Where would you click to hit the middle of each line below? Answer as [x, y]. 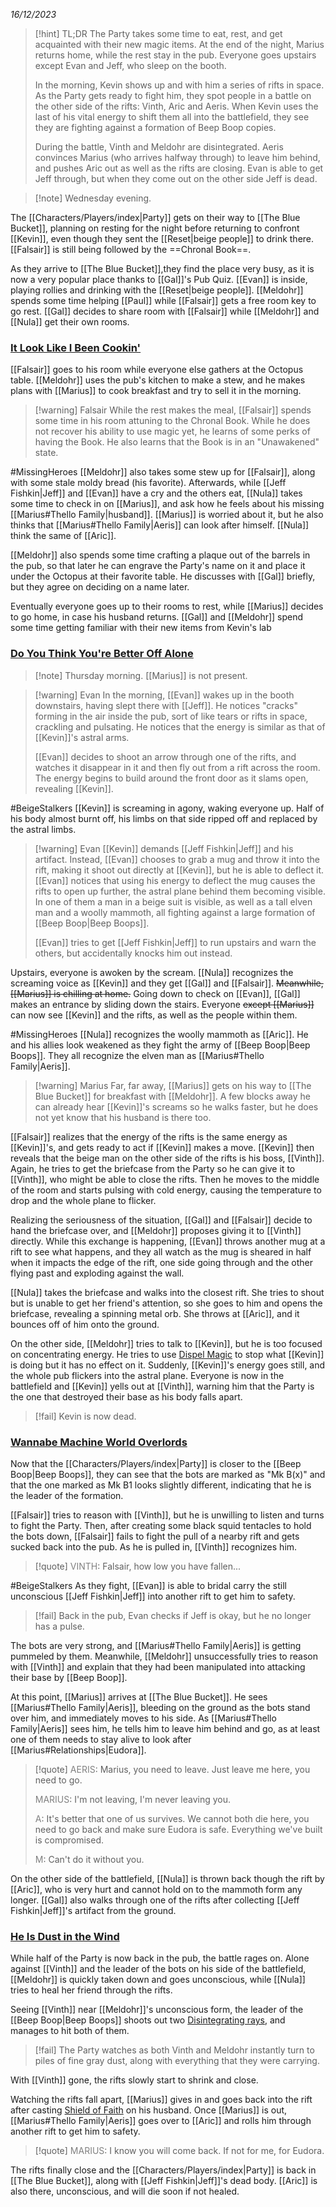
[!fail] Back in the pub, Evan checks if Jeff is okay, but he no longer [173, 1615]
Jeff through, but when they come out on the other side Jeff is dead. [176, 178]
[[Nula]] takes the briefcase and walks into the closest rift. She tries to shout [167, 1292]
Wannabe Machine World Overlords [99, 1442]
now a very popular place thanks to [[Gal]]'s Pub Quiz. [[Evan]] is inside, [159, 279]
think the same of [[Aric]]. [63, 536]
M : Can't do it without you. [89, 1859]
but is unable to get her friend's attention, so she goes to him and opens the [166, 1303]
